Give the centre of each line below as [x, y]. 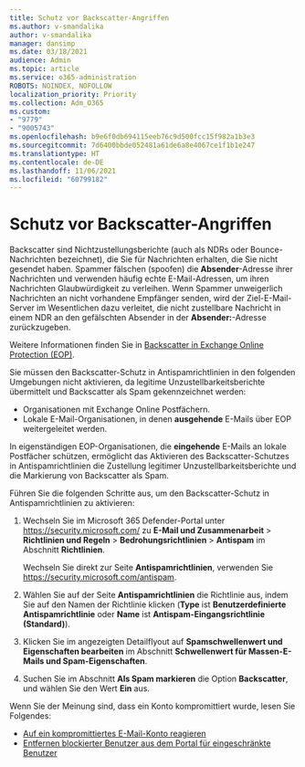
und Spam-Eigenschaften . [96, 661]
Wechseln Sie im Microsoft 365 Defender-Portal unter [124, 520]
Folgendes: [31, 716]
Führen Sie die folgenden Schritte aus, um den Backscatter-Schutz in [139, 493]
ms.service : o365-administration [73, 78]
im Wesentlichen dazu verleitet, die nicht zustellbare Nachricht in [158, 308]
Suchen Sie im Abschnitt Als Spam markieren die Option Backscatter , [155, 679]
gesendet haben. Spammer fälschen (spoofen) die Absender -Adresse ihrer [152, 269]
